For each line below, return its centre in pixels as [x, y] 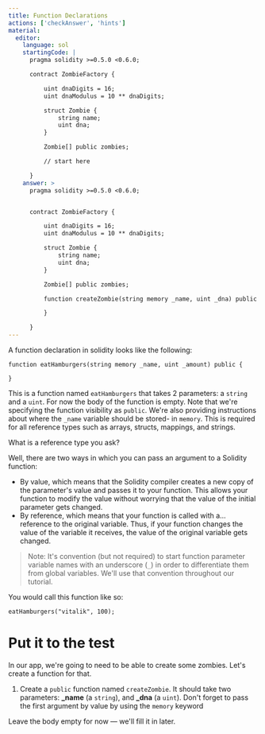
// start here [67, 161]
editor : [28, 38]
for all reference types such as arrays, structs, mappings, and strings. [122, 427]
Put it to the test [61, 643]
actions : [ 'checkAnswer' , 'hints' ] [67, 23]
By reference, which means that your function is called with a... [123, 515]
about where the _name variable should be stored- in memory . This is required [132, 419]
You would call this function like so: [66, 597]
